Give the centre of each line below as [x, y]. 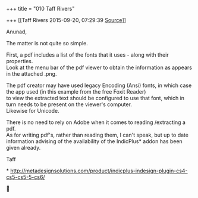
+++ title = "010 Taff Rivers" [40, 9]
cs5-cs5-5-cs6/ [26, 177]
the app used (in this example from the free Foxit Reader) [76, 92]
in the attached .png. [32, 74]
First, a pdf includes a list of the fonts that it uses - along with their [87, 55]
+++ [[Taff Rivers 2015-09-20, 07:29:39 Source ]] [66, 20]
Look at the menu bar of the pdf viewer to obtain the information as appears [99, 67]
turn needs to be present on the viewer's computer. [69, 104]
